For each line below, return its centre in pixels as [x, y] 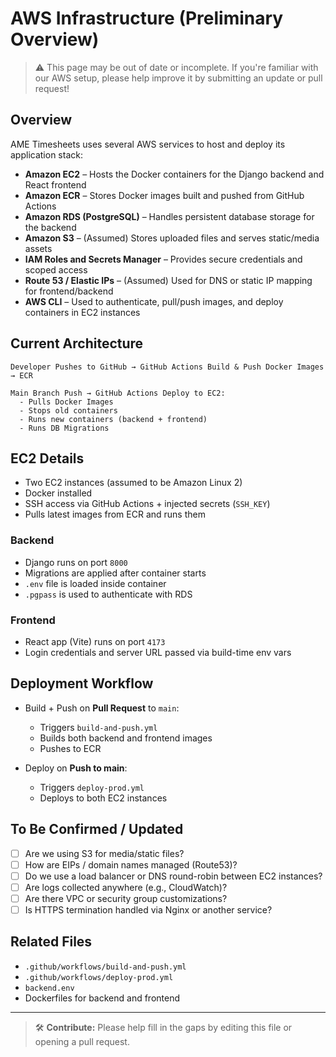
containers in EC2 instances [82, 312]
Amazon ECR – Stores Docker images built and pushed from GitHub [164, 195]
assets [38, 248]
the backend [50, 227]
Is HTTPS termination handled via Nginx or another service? [148, 909]
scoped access [56, 269]
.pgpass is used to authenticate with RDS [108, 594]
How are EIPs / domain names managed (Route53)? [131, 864]
